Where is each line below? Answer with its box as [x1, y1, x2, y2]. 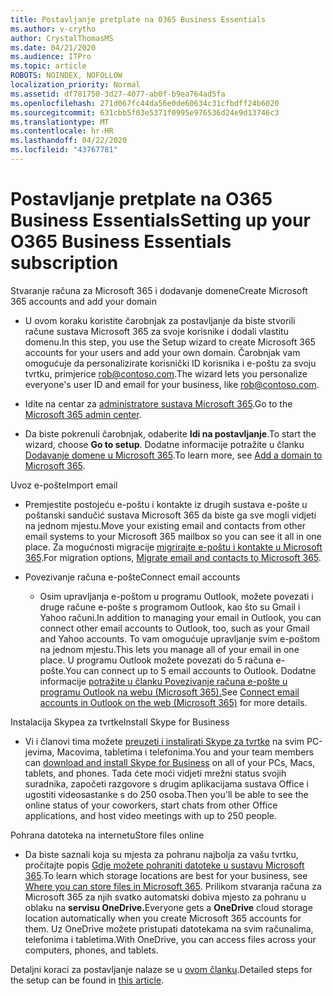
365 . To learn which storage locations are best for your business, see [24, 869, 308, 881]
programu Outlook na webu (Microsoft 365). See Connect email [39, 686, 300, 698]
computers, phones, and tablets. [24, 944, 159, 956]
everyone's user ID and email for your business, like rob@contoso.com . [24, 378, 320, 390]
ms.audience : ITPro [10, 52, 92, 62]
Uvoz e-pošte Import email [10, 479, 118, 491]
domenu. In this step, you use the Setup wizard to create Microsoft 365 [24, 336, 316, 348]
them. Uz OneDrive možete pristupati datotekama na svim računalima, [24, 922, 314, 935]
